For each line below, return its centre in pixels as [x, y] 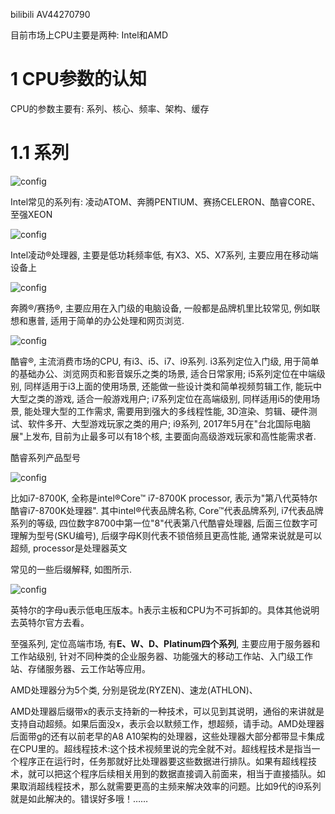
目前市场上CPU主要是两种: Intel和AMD [89, 35]
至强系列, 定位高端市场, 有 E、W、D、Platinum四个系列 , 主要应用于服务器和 [165, 643]
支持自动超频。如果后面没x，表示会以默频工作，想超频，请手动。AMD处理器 [167, 723]
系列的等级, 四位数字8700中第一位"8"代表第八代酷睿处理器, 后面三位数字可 [164, 523]
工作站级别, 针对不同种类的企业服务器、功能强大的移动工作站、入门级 [153, 656]
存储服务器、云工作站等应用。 [89, 668]
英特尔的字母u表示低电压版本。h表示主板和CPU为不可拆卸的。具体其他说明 [165, 610]
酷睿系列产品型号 [45, 457]
